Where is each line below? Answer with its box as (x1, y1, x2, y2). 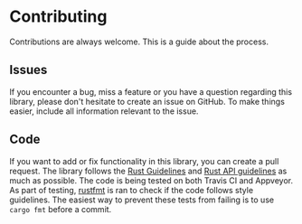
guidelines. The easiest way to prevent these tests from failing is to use (9, 194, 274, 205)
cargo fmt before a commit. (9, 203, 112, 214)
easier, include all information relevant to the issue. (9, 106, 199, 117)
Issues (9, 62, 48, 78)
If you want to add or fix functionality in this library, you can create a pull (9, 155, 279, 166)
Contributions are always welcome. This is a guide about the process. (9, 36, 269, 47)
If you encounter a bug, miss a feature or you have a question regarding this (9, 86, 292, 97)
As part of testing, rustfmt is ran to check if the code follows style (9, 184, 254, 195)
